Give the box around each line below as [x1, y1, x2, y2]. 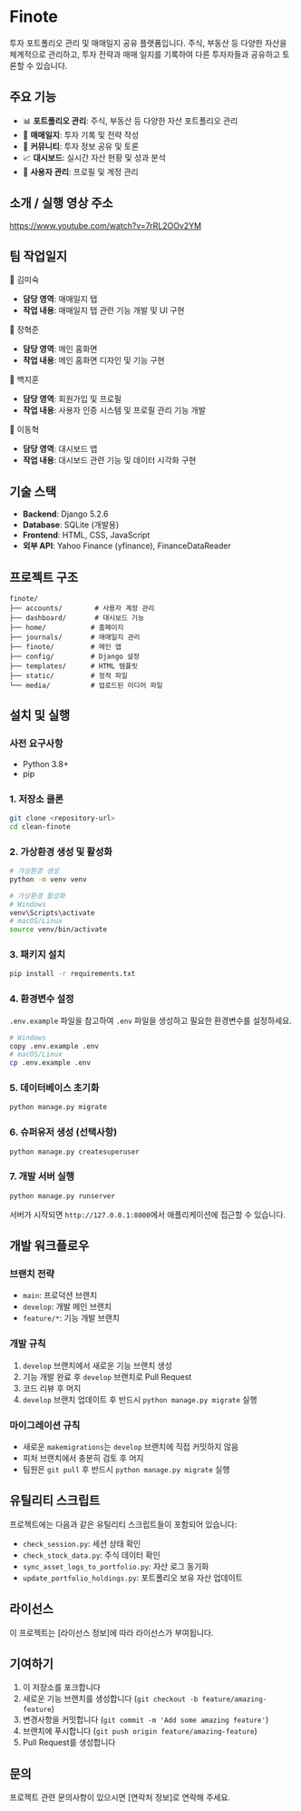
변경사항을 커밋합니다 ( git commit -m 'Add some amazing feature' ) [22, 1714, 269, 1726]
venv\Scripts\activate [9, 908, 95, 918]
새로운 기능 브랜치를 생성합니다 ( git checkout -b [22, 1693, 199, 1704]
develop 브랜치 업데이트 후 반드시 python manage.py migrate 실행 [22, 1393, 257, 1404]
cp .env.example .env [9, 1058, 92, 1068]
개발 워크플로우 [9, 1238, 90, 1254]
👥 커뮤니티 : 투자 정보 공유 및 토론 [22, 141, 140, 152]
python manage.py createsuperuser [9, 1147, 141, 1156]
